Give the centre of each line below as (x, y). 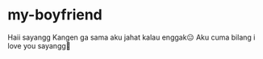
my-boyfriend (55, 15)
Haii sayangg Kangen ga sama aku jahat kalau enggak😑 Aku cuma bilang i (131, 37)
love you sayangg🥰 (39, 45)
